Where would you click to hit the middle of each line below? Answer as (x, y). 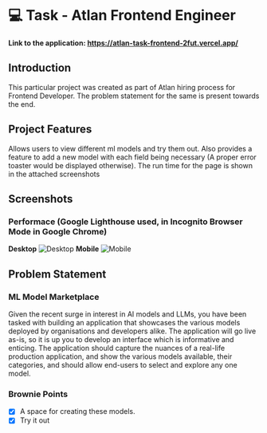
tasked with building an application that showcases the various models (124, 322)
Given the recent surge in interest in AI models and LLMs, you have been (128, 314)
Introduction (40, 68)
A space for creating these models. (77, 411)
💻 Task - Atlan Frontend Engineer (122, 16)
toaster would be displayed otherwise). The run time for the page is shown (131, 165)
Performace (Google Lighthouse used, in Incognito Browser (126, 222)
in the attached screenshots (54, 174)
